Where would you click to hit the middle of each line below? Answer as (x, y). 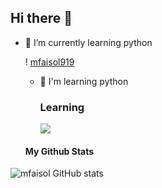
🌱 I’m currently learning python (88, 42)
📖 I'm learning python (84, 81)
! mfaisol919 (49, 62)
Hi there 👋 (41, 18)
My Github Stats (59, 151)
